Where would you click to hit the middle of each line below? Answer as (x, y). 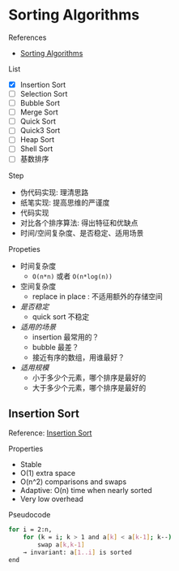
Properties (26, 449)
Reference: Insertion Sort (50, 433)
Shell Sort (36, 149)
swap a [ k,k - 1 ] (61, 545)
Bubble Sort (40, 103)
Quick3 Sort (40, 131)
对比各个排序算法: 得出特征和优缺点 (79, 223)
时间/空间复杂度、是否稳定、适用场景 (82, 232)
